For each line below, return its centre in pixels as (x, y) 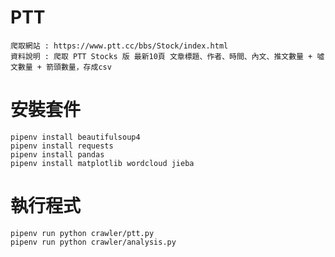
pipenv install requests (62, 146)
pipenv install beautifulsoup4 (75, 137)
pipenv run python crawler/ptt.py (82, 233)
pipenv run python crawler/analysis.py (93, 242)
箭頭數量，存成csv (79, 67)
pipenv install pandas (57, 154)
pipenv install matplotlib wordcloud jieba (102, 163)
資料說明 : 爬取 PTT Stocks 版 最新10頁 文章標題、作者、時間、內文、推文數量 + (161, 56)
